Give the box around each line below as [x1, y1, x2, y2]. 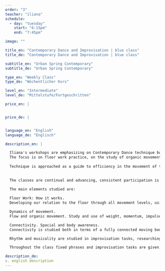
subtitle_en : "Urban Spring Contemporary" [5, 61, 93, 66]
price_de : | [5, 115, 29, 120]
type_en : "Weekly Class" [5, 75, 56, 80]
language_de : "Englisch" [5, 132, 56, 138]
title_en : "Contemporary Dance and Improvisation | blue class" [5, 48, 139, 53]
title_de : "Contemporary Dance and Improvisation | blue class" [5, 52, 139, 57]
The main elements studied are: [9, 187, 76, 192]
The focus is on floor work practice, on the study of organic [9, 155, 141, 160]
